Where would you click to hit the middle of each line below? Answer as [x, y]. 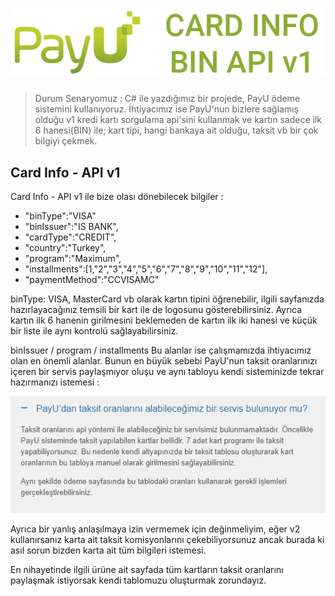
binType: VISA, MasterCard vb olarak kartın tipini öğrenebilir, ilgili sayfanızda [167, 299]
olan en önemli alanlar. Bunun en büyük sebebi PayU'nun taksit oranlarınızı [164, 360]
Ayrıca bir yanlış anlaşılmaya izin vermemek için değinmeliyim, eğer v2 [155, 529]
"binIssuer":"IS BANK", [71, 226]
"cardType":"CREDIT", [70, 237]
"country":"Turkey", [65, 247]
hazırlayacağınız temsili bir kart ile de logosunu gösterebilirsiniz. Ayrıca [156, 309]
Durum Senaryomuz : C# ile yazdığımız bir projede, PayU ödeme [167, 99]
